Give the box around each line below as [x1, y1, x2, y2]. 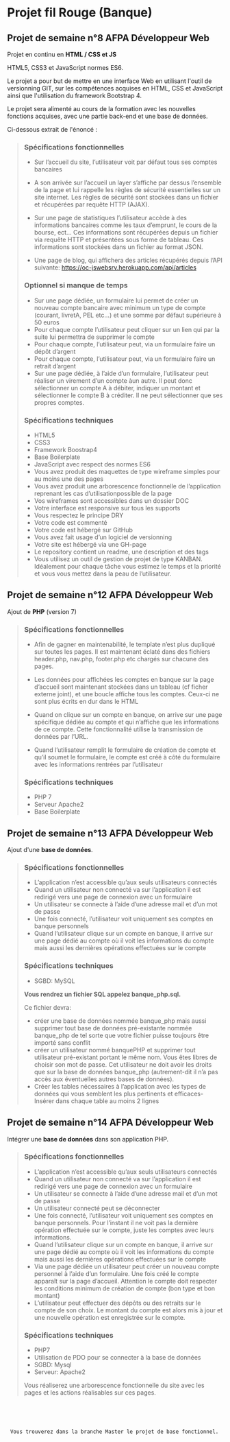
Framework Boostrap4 [34, 445, 98, 453]
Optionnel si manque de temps [23, 281, 128, 290]
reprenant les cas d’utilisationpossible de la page [34, 489, 172, 497]
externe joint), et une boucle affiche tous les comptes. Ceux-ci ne [34, 690, 220, 698]
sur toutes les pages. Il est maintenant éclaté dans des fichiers [34, 648, 211, 656]
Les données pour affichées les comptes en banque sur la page [34, 676, 214, 683]
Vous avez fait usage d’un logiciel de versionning [34, 533, 172, 541]
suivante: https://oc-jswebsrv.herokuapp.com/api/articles [34, 263, 197, 272]
